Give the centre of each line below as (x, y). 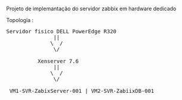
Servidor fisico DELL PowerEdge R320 (61, 31)
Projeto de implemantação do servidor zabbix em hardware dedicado (91, 9)
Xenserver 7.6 (58, 61)
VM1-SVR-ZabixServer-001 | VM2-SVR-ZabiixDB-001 (82, 91)
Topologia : (20, 20)
